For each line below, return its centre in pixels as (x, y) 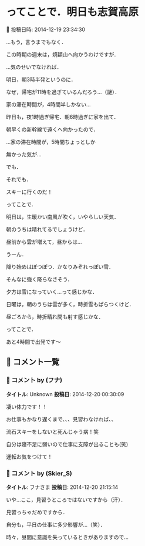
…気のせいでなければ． (34, 67)
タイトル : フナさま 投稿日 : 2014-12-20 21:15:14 (62, 487)
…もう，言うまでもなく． (36, 42)
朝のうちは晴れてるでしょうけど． (47, 229)
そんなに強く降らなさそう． (39, 279)
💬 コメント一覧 (33, 362)
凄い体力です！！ (27, 407)
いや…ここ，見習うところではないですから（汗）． (66, 500)
